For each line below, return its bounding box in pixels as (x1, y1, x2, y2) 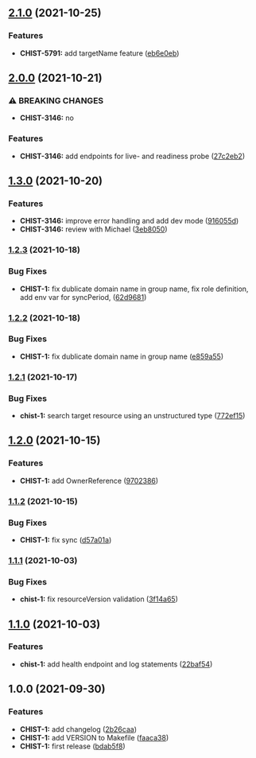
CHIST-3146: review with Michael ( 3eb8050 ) (19, 224, 168, 234)
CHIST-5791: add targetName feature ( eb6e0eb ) (19, 48, 180, 58)
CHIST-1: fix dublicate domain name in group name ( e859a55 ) (19, 352, 224, 361)
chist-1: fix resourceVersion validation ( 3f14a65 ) (19, 594, 179, 604)
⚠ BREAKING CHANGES (8, 95, 104, 106)
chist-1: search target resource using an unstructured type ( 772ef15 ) (19, 411, 246, 421)
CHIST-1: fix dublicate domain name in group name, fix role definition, (19, 284, 249, 293)
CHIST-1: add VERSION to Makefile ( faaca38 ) (19, 733, 169, 742)
